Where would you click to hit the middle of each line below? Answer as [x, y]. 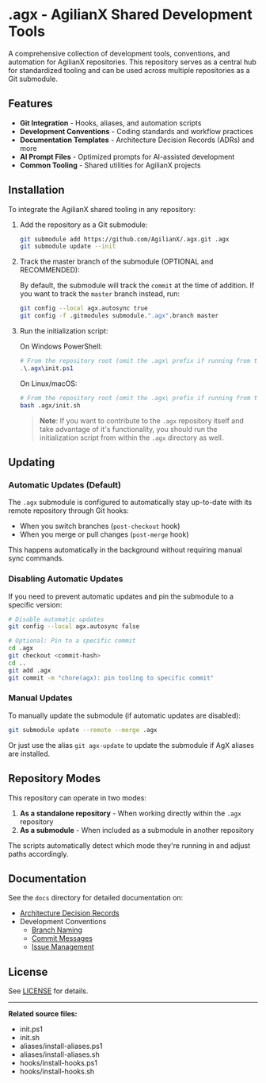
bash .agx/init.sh [50, 405]
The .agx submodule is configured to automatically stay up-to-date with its [130, 503]
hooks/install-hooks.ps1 [58, 1063]
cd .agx [21, 649]
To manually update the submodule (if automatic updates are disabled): [125, 715]
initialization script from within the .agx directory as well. [131, 437]
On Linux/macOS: [48, 383]
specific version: [35, 604]
